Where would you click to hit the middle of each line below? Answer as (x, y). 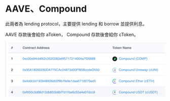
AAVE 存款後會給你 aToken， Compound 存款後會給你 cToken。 (72, 34)
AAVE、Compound (46, 9)
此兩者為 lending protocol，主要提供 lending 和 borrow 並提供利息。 (76, 24)
